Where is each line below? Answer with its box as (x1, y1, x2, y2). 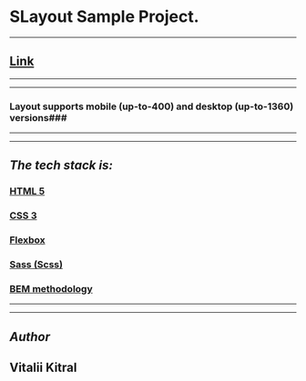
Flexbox (9, 234, 46, 246)
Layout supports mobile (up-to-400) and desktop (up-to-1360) (9, 100, 294, 113)
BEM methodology (9, 283, 93, 296)
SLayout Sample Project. (9, 6, 199, 27)
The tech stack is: (9, 157, 114, 174)
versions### (9, 111, 67, 124)
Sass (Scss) (9, 258, 64, 271)
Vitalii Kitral (9, 360, 77, 376)
